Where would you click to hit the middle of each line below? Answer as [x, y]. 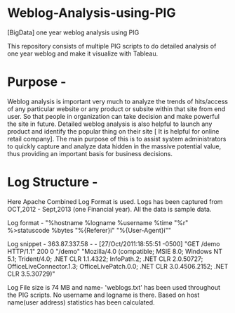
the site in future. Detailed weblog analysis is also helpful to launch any [110, 124]
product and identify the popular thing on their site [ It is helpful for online [113, 131]
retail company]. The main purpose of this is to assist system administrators [117, 139]
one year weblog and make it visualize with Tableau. [83, 53]
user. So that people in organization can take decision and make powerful [113, 116]
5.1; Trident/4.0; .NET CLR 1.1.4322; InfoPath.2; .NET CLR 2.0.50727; [105, 259]
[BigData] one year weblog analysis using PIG [73, 32]
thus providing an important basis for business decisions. [90, 153]
